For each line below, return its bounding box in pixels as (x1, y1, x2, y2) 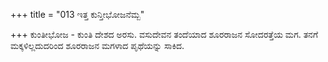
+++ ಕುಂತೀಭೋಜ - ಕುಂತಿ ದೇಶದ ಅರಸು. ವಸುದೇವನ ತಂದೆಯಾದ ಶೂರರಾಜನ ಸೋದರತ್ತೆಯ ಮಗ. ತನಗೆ (10, 29, 319, 40)
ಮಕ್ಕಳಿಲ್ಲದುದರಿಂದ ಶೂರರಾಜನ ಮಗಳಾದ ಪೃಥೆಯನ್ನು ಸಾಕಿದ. (10, 40, 185, 51)
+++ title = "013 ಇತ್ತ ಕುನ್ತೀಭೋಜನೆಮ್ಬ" (10, 9, 145, 20)
